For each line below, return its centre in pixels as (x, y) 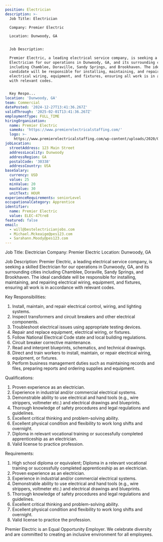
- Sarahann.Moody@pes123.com (39, 238)
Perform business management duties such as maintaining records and (83, 363)
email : (12, 225)
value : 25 (19, 180)
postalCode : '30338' (30, 162)
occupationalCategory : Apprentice (40, 202)
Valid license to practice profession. (48, 444)
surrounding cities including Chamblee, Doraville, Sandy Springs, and (74, 272)
